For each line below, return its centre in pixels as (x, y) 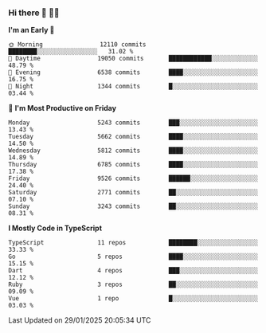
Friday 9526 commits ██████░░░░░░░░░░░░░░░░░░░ (133, 178)
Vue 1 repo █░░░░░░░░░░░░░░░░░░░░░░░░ (133, 299)
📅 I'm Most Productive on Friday (63, 108)
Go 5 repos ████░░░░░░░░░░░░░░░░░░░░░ (133, 257)
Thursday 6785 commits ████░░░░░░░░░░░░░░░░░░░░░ (133, 165)
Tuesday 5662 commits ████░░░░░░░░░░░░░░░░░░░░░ (133, 137)
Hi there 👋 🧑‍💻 (34, 13)
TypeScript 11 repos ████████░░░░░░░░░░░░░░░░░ (133, 243)
